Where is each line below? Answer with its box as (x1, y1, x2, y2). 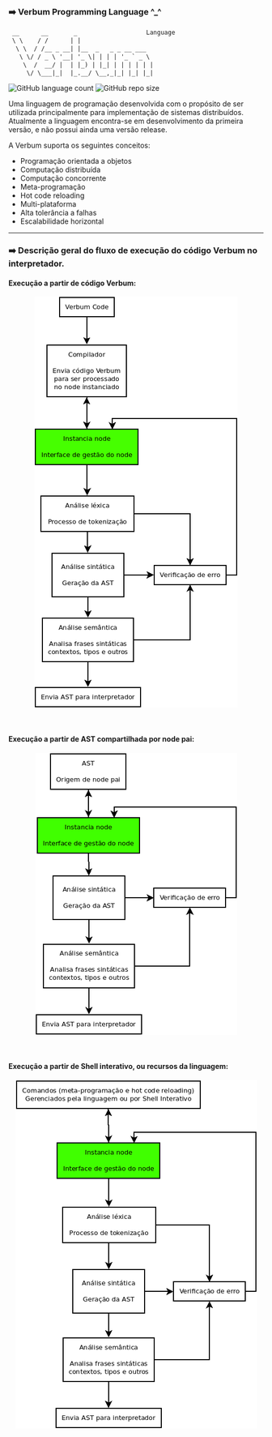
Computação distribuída (19, 165, 101, 175)
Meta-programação (19, 182, 86, 192)
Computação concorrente (19, 173, 107, 183)
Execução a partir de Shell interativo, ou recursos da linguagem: (8, 1062, 229, 1071)
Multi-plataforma (19, 199, 77, 209)
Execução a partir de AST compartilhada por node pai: (8, 734, 195, 744)
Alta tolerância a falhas (19, 208, 97, 218)
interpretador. (8, 258, 65, 269)
